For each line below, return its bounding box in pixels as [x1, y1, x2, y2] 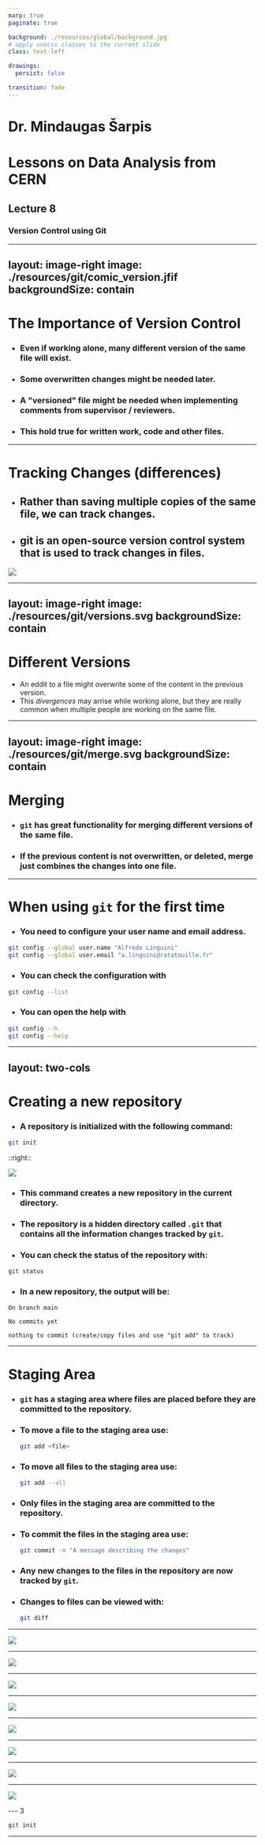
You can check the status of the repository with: [19, 1249, 208, 1260]
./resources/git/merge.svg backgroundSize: [8, 747, 230, 761]
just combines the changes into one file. [19, 860, 177, 871]
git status [8, 1267, 44, 1275]
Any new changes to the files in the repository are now [19, 1565, 233, 1576]
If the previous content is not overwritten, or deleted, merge [19, 850, 254, 861]
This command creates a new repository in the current [19, 1188, 233, 1199]
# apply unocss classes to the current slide [8, 40, 160, 48]
